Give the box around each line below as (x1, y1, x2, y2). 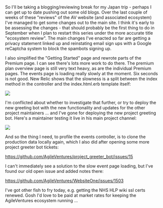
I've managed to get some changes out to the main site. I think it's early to (5, 20, 154, 25)
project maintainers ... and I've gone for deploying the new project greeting (5, 110, 157, 116)
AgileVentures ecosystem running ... (5, 198, 78, 203)
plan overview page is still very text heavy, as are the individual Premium (5, 65, 152, 71)
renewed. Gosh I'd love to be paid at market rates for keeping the (5, 192, 137, 198)
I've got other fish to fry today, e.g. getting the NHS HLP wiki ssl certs (5, 187, 145, 193)
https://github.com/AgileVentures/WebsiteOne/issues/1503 (5, 178, 124, 184)
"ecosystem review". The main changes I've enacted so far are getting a (5, 35, 151, 41)
